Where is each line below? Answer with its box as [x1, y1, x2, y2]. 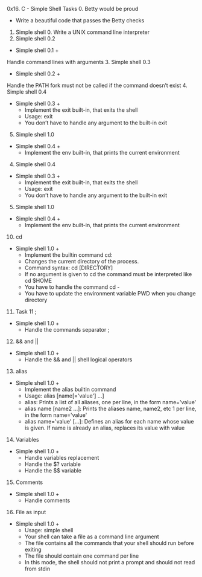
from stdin [24, 565, 51, 572]
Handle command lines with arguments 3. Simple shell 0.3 [7, 59, 151, 65]
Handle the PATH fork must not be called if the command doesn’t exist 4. [7, 82, 188, 89]
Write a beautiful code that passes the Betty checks [15, 17, 145, 24]
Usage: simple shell [24, 527, 74, 533]
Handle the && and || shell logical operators [24, 356, 133, 363]
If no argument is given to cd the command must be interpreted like [24, 271, 192, 277]
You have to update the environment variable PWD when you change [24, 290, 196, 297]
